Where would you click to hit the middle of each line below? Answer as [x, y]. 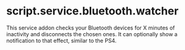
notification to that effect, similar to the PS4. [61, 40]
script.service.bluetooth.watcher [92, 11]
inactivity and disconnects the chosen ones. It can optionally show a [92, 34]
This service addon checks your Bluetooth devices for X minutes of [91, 28]
